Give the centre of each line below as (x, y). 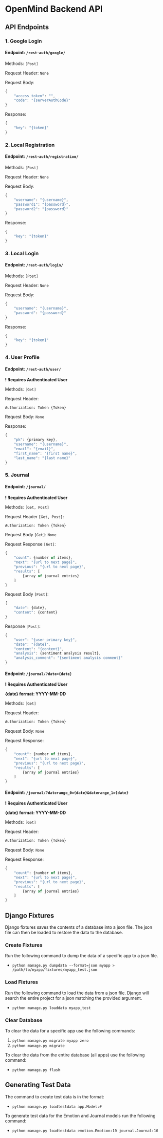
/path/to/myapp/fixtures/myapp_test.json (54, 970)
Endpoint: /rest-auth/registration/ (42, 156)
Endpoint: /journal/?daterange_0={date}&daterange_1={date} (67, 792)
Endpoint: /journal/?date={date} (38, 674)
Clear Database (24, 1020)
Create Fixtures (24, 945)
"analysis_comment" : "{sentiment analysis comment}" (68, 658)
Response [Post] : (23, 626)
